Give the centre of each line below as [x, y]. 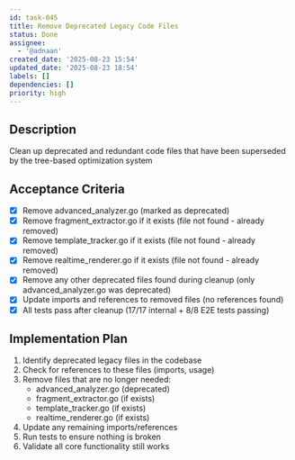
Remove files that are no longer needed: [97, 380]
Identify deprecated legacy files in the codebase [112, 360]
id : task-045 [34, 18]
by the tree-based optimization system [81, 161]
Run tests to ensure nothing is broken [92, 437]
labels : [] [30, 77]
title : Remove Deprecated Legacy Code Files [94, 26]
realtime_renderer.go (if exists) [93, 418]
